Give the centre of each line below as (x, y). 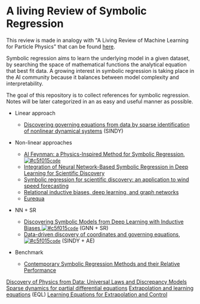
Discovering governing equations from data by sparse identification (107, 124)
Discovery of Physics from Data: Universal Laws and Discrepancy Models (96, 281)
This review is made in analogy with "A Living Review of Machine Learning (98, 40)
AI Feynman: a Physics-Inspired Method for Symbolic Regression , (104, 154)
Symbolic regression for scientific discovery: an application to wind (106, 179)
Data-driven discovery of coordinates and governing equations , (102, 234)
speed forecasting (46, 186)
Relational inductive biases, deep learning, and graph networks (101, 192)
